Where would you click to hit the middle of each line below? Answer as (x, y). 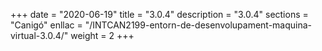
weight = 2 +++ (102, 35)
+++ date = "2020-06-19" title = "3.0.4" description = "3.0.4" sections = (159, 14)
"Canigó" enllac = (46, 25)
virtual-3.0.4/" (39, 35)
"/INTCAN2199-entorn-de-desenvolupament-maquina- (198, 25)
